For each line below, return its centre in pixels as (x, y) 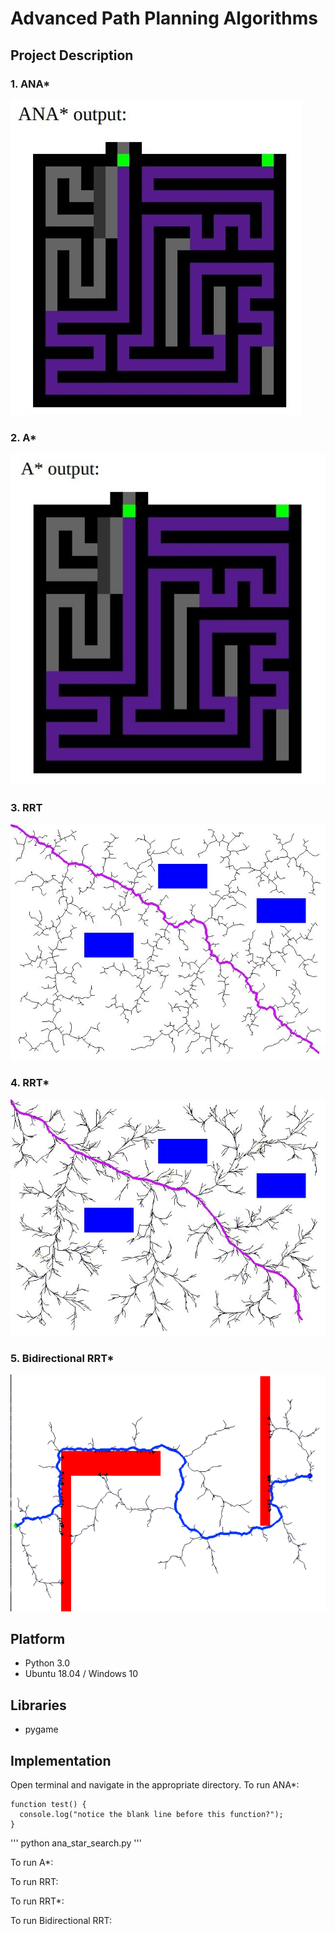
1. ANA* (30, 84)
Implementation (61, 1760)
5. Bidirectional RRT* (62, 1358)
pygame (41, 1729)
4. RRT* (30, 1083)
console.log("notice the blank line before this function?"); (151, 1815)
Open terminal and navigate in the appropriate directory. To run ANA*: (155, 1785)
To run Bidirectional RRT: (61, 1921)
